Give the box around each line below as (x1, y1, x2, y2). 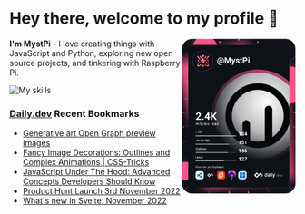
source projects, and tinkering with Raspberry (9, 57, 181, 68)
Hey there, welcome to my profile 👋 (9, 8, 279, 29)
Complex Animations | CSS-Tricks (22, 157, 150, 168)
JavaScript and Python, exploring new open (9, 47, 173, 58)
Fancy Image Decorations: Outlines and (22, 147, 171, 158)
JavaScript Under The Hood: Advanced (22, 167, 171, 178)
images (22, 138, 51, 149)
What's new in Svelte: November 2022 (22, 195, 167, 207)
